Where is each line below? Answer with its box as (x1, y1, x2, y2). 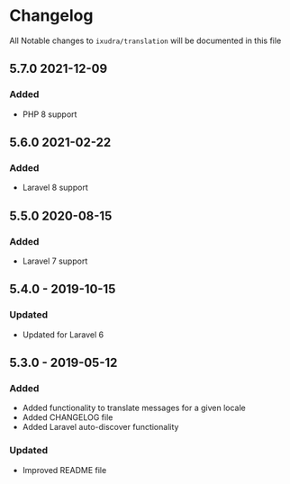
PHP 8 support (22, 109, 77, 120)
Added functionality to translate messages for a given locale (22, 402, 246, 414)
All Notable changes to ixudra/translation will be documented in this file (9, 35, 282, 46)
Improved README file (22, 464, 107, 475)
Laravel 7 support (22, 255, 88, 266)
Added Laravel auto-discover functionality (22, 422, 179, 433)
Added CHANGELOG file (22, 412, 113, 423)
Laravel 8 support (22, 182, 88, 193)
